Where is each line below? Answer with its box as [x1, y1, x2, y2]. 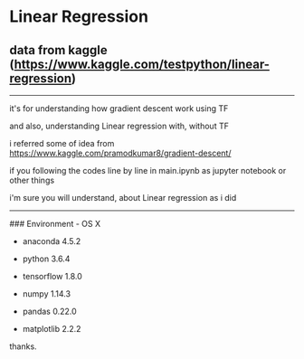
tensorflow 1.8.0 [22, 271, 83, 281]
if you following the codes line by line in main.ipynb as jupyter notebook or [9, 165, 287, 175]
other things [9, 175, 55, 185]
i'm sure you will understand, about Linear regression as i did [9, 193, 237, 203]
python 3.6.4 [22, 253, 71, 264]
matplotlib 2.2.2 [22, 324, 81, 334]
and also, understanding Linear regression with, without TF [9, 120, 229, 131]
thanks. [9, 341, 38, 352]
